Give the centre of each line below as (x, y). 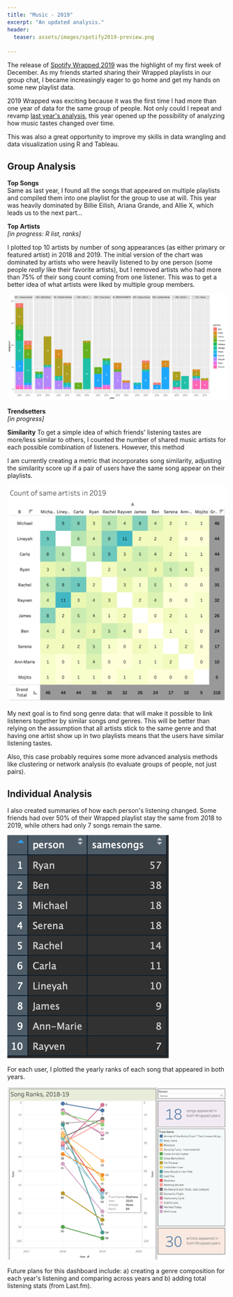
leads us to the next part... (45, 213)
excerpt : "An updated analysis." (56, 22)
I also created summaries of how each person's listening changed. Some (112, 811)
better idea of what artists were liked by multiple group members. (101, 284)
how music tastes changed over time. (61, 123)
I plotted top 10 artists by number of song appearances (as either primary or (116, 247)
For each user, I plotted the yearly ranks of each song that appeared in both (116, 1070)
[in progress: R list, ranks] (44, 234)
